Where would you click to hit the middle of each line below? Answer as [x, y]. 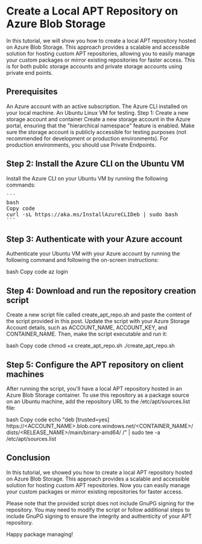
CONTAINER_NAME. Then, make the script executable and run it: [87, 334]
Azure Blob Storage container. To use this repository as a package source [98, 395]
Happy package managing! [40, 534]
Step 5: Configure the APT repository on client [95, 364]
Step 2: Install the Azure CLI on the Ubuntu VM [96, 164]
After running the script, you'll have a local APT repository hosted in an [94, 389]
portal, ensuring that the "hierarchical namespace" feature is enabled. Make [100, 126]
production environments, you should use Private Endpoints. [81, 145]
